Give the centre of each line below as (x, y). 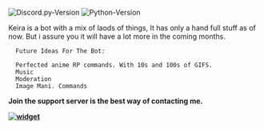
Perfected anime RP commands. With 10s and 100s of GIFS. (114, 65)
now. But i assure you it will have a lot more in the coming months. (117, 36)
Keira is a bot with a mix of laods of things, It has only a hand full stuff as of (132, 28)
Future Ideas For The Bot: (60, 51)
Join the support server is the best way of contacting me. (106, 101)
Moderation (34, 79)
